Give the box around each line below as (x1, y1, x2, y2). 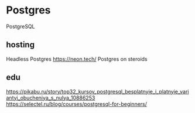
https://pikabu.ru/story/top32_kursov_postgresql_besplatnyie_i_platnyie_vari (6, 88, 189, 95)
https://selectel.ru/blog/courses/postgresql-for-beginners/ (6, 100, 148, 107)
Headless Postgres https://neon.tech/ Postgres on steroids (6, 55, 148, 62)
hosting (6, 40, 35, 50)
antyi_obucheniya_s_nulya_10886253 (6, 94, 95, 101)
